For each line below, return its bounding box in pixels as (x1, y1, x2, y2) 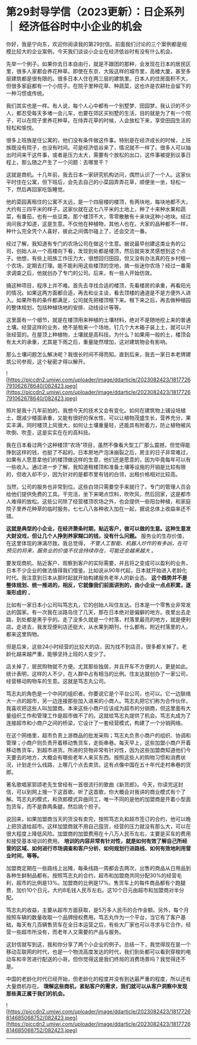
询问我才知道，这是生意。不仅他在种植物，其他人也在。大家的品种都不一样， (6, 220, 191, 227)
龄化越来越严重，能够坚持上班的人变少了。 (6, 650, 109, 657)
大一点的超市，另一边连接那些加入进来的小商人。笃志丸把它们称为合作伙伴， (6, 697, 191, 704)
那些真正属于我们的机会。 (6, 990, 68, 997)
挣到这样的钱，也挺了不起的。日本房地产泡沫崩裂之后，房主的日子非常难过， (6, 448, 191, 455)
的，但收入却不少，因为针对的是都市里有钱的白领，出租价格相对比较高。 (6, 471, 181, 478)
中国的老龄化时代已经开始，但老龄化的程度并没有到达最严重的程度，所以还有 (6, 975, 191, 982)
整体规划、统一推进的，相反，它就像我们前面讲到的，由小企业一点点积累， (6, 581, 186, 589)
